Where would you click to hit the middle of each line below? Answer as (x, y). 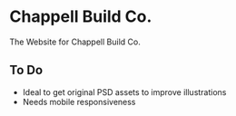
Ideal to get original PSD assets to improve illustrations (124, 92)
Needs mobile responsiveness (79, 101)
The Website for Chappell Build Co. (75, 42)
